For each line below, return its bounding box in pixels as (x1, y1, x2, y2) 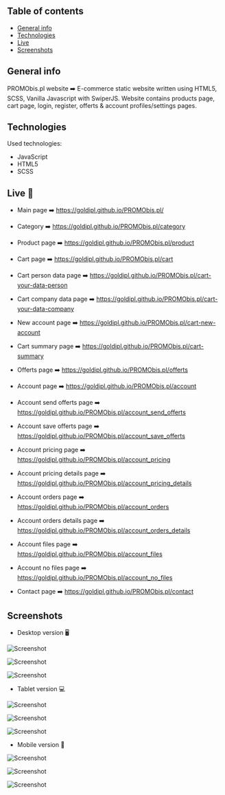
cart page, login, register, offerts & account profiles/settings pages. (7, 101, 197, 109)
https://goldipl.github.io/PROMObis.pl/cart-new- (79, 319, 216, 327)
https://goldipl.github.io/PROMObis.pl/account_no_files (16, 574, 173, 582)
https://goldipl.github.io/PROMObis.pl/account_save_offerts (16, 432, 185, 440)
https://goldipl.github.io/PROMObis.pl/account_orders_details (16, 526, 191, 535)
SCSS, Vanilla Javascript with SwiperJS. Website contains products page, (7, 94, 215, 102)
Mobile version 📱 (16, 741, 65, 749)
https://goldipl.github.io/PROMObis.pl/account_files (16, 550, 163, 559)
